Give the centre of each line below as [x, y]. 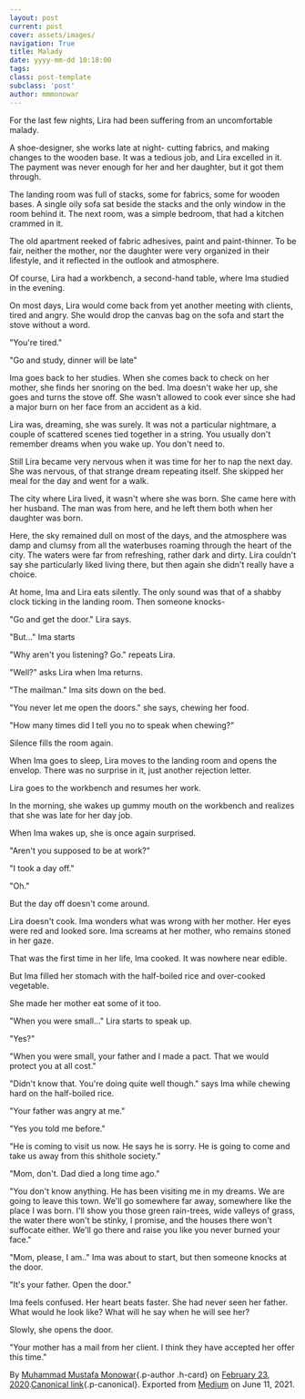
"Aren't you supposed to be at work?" [80, 850]
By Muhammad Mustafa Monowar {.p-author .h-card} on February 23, [140, 1374]
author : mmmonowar [44, 94]
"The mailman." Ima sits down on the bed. [88, 690]
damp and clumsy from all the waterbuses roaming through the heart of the [151, 545]
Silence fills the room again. [61, 743]
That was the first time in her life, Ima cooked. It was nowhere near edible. [148, 958]
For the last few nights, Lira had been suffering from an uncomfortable [141, 120]
